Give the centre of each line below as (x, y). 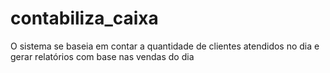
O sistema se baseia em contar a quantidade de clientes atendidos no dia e (165, 46)
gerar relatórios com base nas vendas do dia (102, 56)
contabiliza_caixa (84, 18)
